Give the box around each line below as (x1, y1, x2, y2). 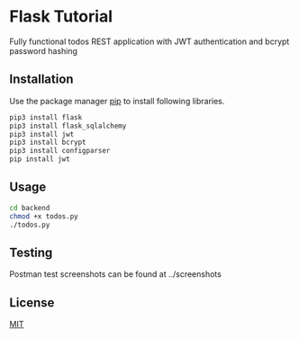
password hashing (9, 45, 78, 56)
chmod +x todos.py (9, 211, 78, 221)
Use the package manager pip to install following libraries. (9, 95, 225, 106)
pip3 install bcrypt (9, 138, 87, 147)
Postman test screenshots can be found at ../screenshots (9, 269, 222, 280)
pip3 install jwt (9, 129, 75, 138)
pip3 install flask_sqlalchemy (9, 121, 127, 130)
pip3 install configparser (9, 147, 111, 156)
